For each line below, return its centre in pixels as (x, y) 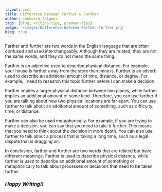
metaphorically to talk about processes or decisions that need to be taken (79, 166)
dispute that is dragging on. (33, 141)
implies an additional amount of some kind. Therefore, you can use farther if (81, 96)
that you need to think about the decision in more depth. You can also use (79, 131)
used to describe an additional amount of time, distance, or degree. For (76, 76)
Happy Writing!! (24, 184)
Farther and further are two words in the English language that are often (77, 46)
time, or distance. (23, 111)
